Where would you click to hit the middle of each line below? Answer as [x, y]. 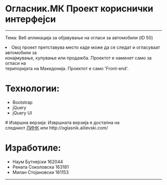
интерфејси [31, 19]
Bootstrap [22, 102]
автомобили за [21, 52]
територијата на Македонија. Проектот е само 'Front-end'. [67, 68]
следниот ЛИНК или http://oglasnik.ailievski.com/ [57, 128]
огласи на [16, 63]
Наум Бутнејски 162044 [38, 162]
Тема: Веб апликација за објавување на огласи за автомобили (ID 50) [79, 37]
